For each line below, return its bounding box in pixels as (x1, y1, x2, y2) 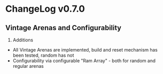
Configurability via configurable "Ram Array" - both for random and (12, 58, 156, 64)
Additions (12, 37, 33, 43)
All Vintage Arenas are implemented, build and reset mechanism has (12, 47, 158, 53)
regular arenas (12, 63, 44, 69)
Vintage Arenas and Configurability (5, 23, 122, 32)
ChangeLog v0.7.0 (5, 3, 85, 15)
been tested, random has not (12, 52, 75, 58)
